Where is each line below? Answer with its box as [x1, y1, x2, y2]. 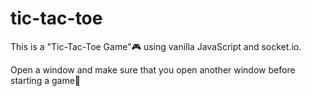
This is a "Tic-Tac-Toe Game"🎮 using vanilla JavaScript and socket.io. [10, 40, 302, 52]
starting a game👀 [10, 74, 82, 86]
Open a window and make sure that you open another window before [10, 63, 296, 76]
